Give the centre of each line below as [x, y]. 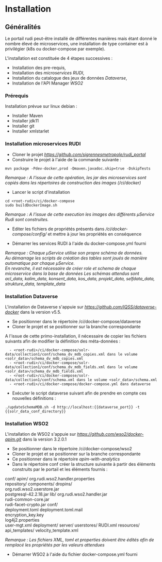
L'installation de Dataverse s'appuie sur [44, 307]
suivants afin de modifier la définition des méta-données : [63, 341]
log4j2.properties [22, 520]
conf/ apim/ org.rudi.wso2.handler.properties [50, 479]
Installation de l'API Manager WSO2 [48, 83]
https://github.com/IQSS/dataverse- [121, 307]
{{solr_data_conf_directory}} [36, 411]
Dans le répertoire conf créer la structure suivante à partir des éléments [84, 464]
